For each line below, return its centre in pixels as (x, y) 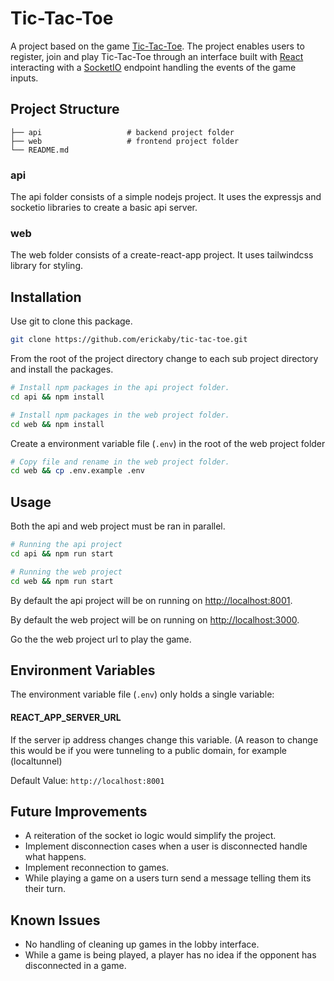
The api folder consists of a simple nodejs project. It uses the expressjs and (166, 197)
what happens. (55, 857)
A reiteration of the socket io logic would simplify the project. (150, 836)
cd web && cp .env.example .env (77, 471)
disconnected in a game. (75, 966)
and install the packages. (62, 369)
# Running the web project (66, 572)
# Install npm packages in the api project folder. (120, 388)
